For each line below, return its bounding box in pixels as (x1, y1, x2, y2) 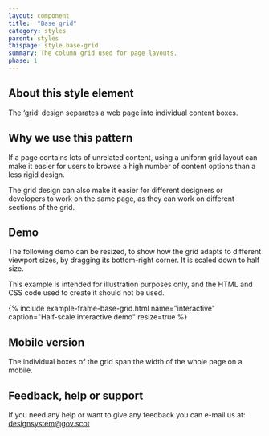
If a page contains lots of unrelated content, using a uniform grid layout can (8, 152, 258, 162)
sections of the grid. (8, 202, 75, 212)
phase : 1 (8, 57, 38, 65)
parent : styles (8, 34, 59, 43)
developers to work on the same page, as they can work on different (8, 194, 235, 204)
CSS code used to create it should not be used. (8, 288, 165, 298)
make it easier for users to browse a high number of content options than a (8, 161, 256, 171)
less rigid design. (8, 170, 65, 179)
